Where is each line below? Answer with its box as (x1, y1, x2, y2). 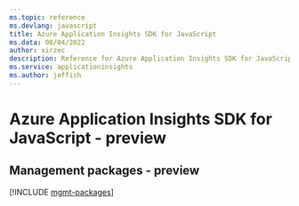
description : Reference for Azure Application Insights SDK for (9, 54, 253, 63)
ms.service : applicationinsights (9, 63, 133, 72)
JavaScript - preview (9, 128, 167, 147)
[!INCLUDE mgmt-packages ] (9, 186, 114, 197)
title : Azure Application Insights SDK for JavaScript (9, 29, 217, 38)
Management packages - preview (9, 163, 200, 178)
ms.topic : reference (9, 12, 86, 22)
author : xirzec (9, 46, 66, 55)
